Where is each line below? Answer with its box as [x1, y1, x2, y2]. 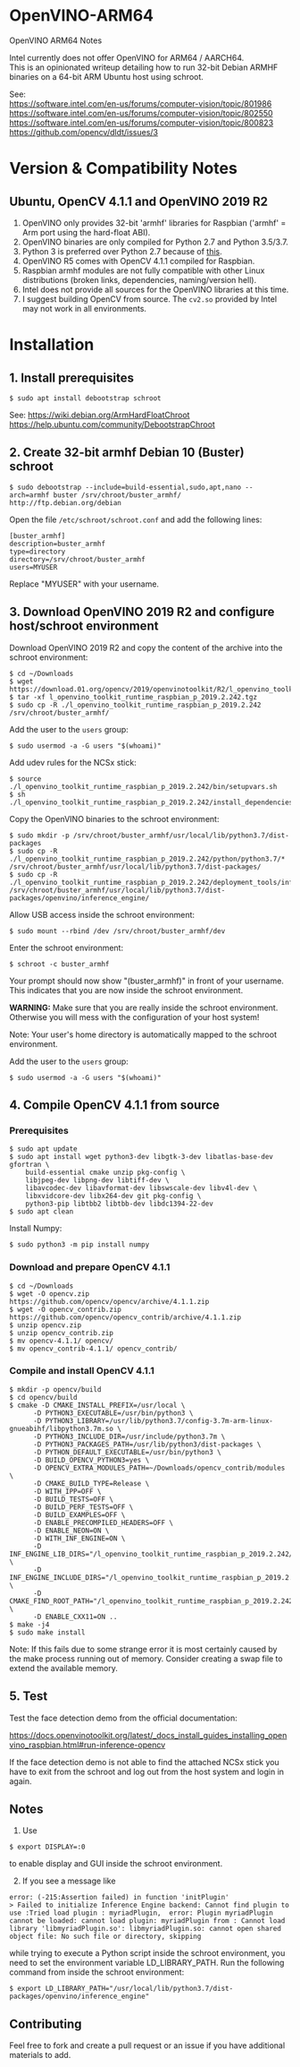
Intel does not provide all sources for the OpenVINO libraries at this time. [21, 284, 289, 295]
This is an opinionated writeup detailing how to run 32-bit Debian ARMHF [9, 62, 279, 73]
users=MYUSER [9, 562, 58, 571]
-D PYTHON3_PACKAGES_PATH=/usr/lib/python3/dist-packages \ [32, 1439, 262, 1449]
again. [9, 1775, 33, 1787]
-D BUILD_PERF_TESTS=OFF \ [32, 1502, 134, 1512]
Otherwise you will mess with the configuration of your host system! [9, 1011, 260, 1022]
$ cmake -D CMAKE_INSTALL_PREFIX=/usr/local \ [9, 1401, 186, 1410]
